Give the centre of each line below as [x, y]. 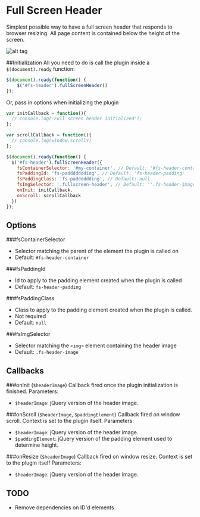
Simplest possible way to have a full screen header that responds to [89, 27]
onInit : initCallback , [45, 190]
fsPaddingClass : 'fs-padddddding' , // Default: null [84, 179]
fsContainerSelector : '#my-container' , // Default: [82, 168]
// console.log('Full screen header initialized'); [77, 119]
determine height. [36, 445]
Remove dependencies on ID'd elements [64, 507]
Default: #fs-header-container [52, 257]
